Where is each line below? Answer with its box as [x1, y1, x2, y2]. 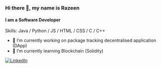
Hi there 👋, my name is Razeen [5, 4, 80, 11]
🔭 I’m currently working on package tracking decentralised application [12, 37, 157, 44]
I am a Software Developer [5, 17, 61, 23]
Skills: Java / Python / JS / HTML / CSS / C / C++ [5, 28, 105, 34]
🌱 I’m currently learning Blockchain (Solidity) [12, 48, 103, 54]
